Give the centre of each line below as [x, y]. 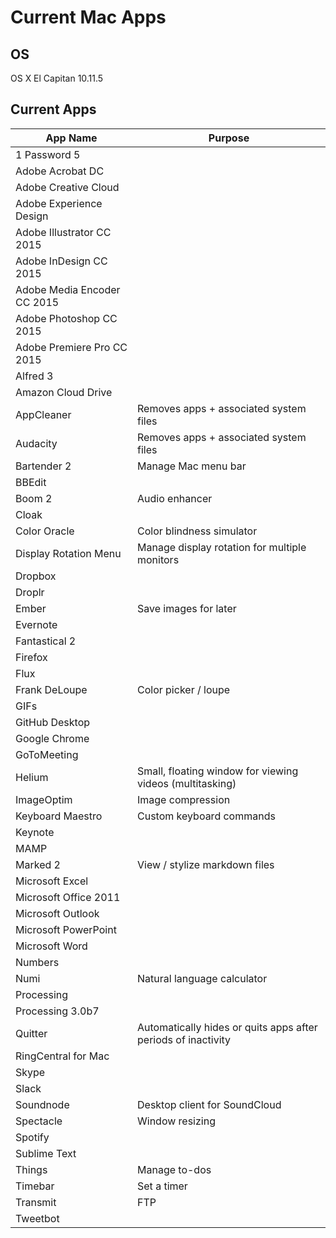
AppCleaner [43, 414]
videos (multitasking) [187, 783]
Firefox [31, 657]
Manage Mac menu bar [192, 466]
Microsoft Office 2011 [68, 897]
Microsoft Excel [52, 881]
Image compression [184, 799]
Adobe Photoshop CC [66, 318]
